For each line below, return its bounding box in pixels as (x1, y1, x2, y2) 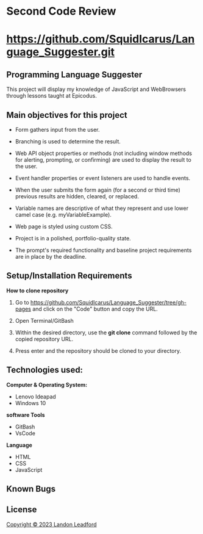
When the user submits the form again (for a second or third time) (15, 186, 181, 193)
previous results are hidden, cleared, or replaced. (15, 193, 139, 200)
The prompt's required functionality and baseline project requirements (15, 247, 192, 254)
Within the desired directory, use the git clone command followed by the (15, 328, 198, 336)
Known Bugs (6, 484, 56, 494)
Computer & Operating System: (6, 381, 87, 388)
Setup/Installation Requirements (6, 270, 132, 281)
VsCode (15, 429, 35, 437)
